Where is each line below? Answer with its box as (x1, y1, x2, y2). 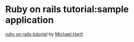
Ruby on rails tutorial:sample (5, 4, 129, 15)
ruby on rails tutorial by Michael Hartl (5, 31, 83, 37)
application (5, 14, 54, 26)
